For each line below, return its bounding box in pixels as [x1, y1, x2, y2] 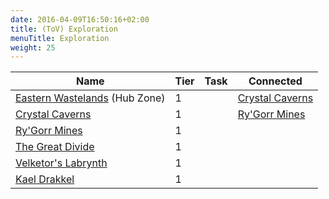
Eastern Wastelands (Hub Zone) [15, 91, 166, 105]
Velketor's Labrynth [15, 156, 108, 170]
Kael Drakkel [15, 172, 75, 186]
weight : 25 [10, 42, 56, 53]
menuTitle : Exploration [10, 33, 110, 43]
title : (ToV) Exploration [10, 24, 118, 34]
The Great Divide [15, 140, 95, 154]
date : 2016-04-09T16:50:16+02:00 [10, 14, 150, 25]
